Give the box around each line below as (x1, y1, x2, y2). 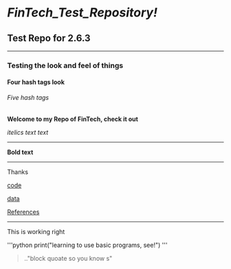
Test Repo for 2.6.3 (7, 32, 91, 44)
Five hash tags (7, 94, 49, 102)
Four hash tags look (7, 78, 65, 86)
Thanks (7, 167, 29, 176)
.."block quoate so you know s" (23, 254, 113, 262)
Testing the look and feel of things (7, 61, 124, 70)
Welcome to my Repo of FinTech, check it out (7, 115, 139, 123)
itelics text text (7, 128, 49, 136)
